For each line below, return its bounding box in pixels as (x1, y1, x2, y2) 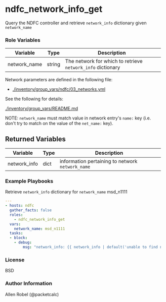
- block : (9, 236, 28, 241)
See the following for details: (5, 96, 63, 102)
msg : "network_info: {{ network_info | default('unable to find (23, 244, 158, 250)
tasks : (9, 231, 23, 236)
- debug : (14, 240, 32, 245)
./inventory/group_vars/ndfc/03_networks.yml (12, 86, 106, 92)
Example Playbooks (5, 178, 53, 184)
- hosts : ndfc (5, 203, 35, 208)
